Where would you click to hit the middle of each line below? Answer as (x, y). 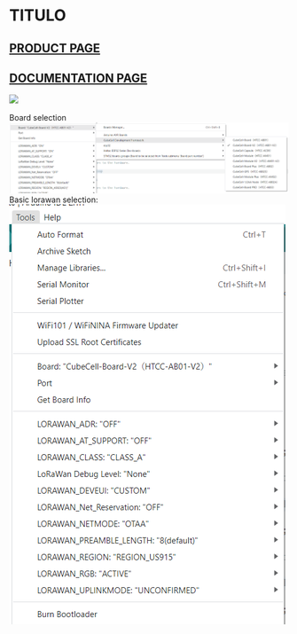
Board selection (38, 118)
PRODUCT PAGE (55, 48)
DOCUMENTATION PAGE (78, 78)
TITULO (38, 16)
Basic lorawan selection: (54, 200)
